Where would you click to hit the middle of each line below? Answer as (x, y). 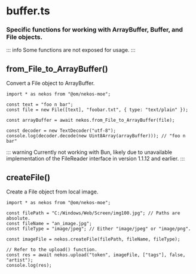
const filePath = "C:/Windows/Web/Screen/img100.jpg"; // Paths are (93, 213)
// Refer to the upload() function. (52, 250)
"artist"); (20, 260)
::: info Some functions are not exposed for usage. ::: (71, 50)
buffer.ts (28, 11)
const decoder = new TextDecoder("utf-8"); (61, 131)
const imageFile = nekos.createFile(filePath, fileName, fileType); (93, 239)
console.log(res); (29, 266)
